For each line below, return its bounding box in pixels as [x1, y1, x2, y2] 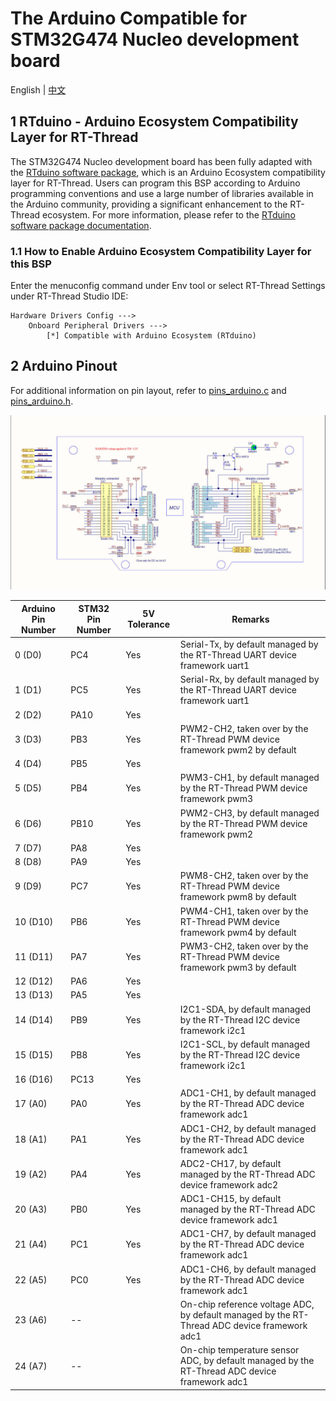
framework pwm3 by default [179, 961, 297, 973]
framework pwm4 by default [179, 926, 297, 938]
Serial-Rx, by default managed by [179, 673, 320, 686]
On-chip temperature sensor [179, 1344, 300, 1356]
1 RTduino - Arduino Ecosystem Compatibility [10, 113, 299, 131]
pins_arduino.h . [10, 395, 74, 407]
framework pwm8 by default [179, 891, 297, 903]
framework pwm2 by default [179, 743, 297, 756]
